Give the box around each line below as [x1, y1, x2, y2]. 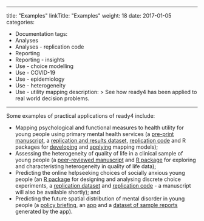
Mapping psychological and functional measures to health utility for [15, 124, 184, 131]
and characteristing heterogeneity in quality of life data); [15, 163, 157, 170]
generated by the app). [15, 208, 73, 215]
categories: [6, 19, 35, 25]
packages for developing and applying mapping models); [15, 143, 158, 151]
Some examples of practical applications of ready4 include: [6, 112, 155, 119]
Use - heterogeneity [15, 82, 66, 89]
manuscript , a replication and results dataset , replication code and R [15, 137, 186, 144]
